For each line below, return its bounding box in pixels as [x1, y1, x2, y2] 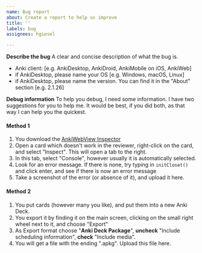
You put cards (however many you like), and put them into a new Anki [14, 201, 188, 208]
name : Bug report [6, 8, 50, 15]
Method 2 [6, 187, 31, 195]
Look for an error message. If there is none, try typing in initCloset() [14, 161, 189, 169]
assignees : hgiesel [6, 31, 55, 37]
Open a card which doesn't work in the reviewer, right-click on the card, [14, 142, 194, 149]
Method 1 [6, 122, 30, 130]
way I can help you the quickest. [6, 108, 87, 116]
